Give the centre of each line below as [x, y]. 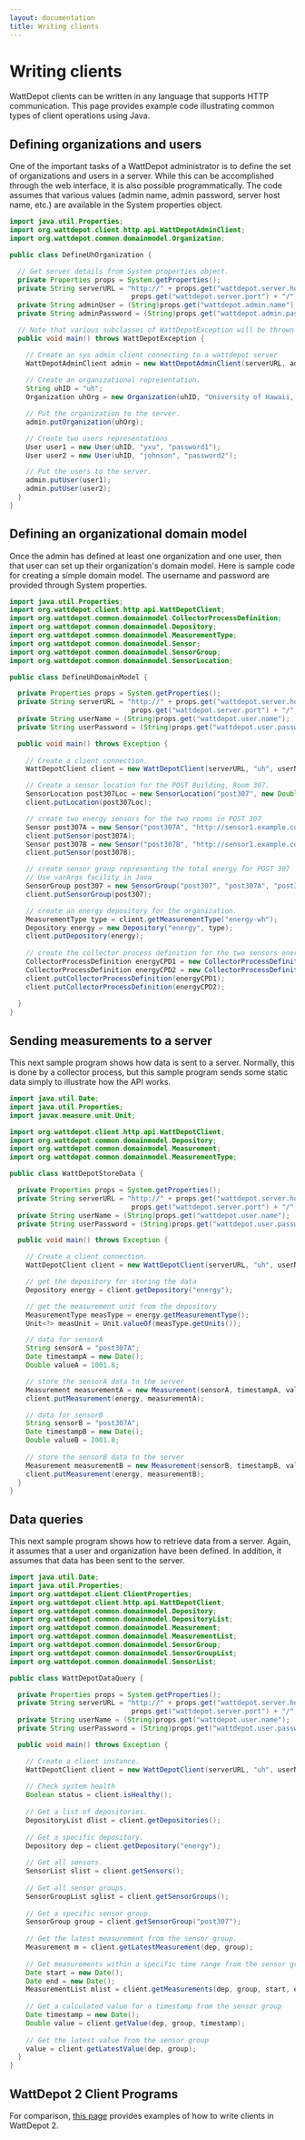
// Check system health [71, 1787]
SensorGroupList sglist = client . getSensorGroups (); [128, 1896]
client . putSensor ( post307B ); [81, 853]
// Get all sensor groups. [77, 1888]
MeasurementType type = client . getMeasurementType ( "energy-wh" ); [152, 919]
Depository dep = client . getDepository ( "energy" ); [123, 1846]
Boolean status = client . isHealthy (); [99, 1795]
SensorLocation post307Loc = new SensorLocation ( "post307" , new [150, 794]
